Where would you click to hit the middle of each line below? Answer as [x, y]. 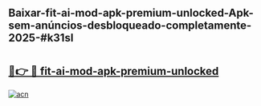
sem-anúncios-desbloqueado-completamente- [130, 26]
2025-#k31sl [41, 38]
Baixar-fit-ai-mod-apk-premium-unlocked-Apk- [131, 13]
